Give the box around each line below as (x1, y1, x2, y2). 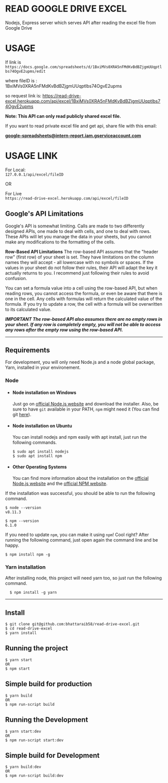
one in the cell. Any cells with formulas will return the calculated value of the (5, 296, 162, 302)
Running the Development (5, 716, 88, 724)
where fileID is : (5, 77, 37, 83)
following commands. (12, 439, 57, 445)
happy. (5, 542, 19, 548)
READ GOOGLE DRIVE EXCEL (5, 3, 127, 15)
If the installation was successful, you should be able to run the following (5, 490, 155, 496)
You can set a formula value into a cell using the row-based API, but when (5, 285, 157, 291)
